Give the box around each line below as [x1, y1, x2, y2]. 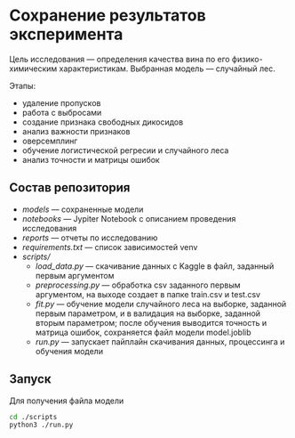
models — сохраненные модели [21, 204, 144, 215]
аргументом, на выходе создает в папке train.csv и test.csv [35, 288, 260, 299]
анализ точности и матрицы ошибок [21, 154, 160, 165]
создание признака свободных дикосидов [21, 117, 184, 127]
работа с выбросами [21, 107, 102, 118]
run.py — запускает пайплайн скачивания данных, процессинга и [35, 336, 285, 347]
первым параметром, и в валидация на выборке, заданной [35, 308, 260, 319]
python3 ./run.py [9, 420, 74, 430]
